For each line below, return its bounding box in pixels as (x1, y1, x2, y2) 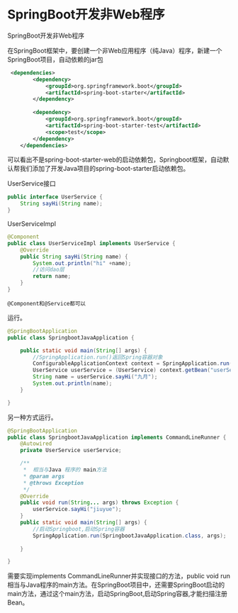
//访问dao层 (33, 266, 65, 274)
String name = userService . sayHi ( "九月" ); (33, 373, 158, 381)
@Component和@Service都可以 (7, 300, 86, 307)
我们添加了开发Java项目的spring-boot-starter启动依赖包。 (19, 164, 190, 173)
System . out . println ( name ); (33, 380, 113, 387)
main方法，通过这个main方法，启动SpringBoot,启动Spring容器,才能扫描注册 (7, 590, 228, 598)
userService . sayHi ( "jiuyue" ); (33, 506, 122, 513)
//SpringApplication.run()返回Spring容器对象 (33, 354, 163, 361)
